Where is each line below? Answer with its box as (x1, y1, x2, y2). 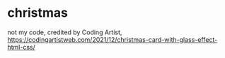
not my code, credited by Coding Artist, (7, 28, 122, 36)
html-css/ (7, 43, 35, 51)
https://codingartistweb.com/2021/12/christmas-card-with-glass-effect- (7, 35, 218, 43)
